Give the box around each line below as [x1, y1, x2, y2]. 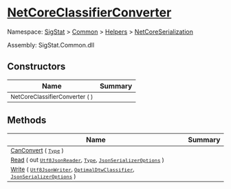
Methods [7, 115, 47, 126]
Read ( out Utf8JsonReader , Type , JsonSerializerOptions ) [10, 156, 165, 164]
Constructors [7, 60, 66, 73]
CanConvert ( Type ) [10, 146, 64, 154]
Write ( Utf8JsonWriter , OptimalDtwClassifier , [10, 165, 135, 173]
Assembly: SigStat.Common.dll [7, 41, 95, 49]
